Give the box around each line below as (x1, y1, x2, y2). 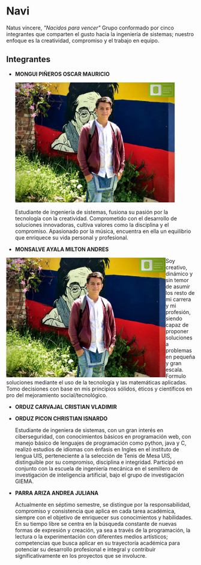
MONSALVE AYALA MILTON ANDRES (14, 245, 109, 253)
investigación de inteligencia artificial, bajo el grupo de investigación (14, 471, 184, 478)
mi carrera (166, 295, 191, 303)
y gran (166, 359, 182, 366)
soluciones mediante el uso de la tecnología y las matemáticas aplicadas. (6, 378, 187, 386)
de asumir (166, 283, 191, 290)
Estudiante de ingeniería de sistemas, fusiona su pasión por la (14, 208, 169, 215)
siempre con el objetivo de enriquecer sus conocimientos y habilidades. (14, 513, 193, 521)
